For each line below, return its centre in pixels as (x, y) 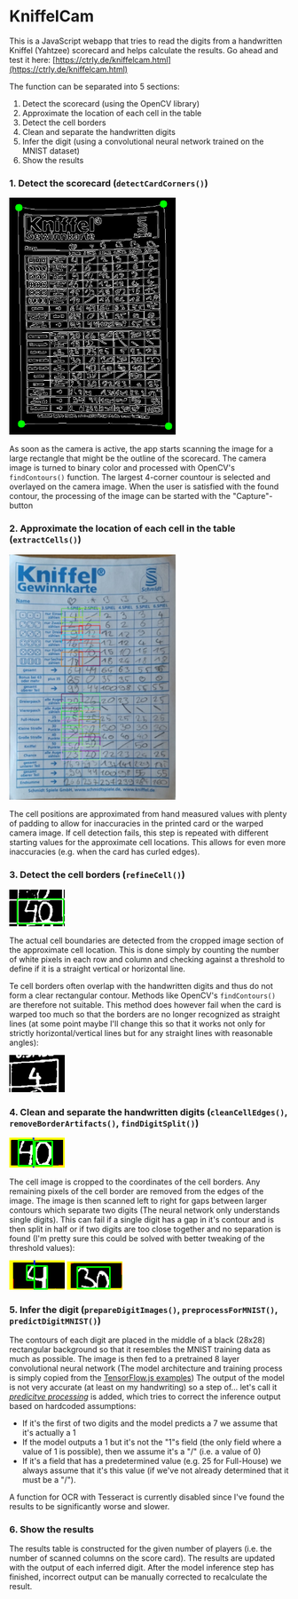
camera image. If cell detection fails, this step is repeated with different (139, 833)
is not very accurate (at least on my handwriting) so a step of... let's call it (143, 1387)
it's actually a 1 (49, 1432)
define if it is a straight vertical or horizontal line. (98, 969)
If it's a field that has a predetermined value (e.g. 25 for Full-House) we (152, 1460)
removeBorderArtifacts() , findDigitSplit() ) (104, 1123)
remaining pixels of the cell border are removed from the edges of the (137, 1191)
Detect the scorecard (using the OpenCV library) (111, 103)
